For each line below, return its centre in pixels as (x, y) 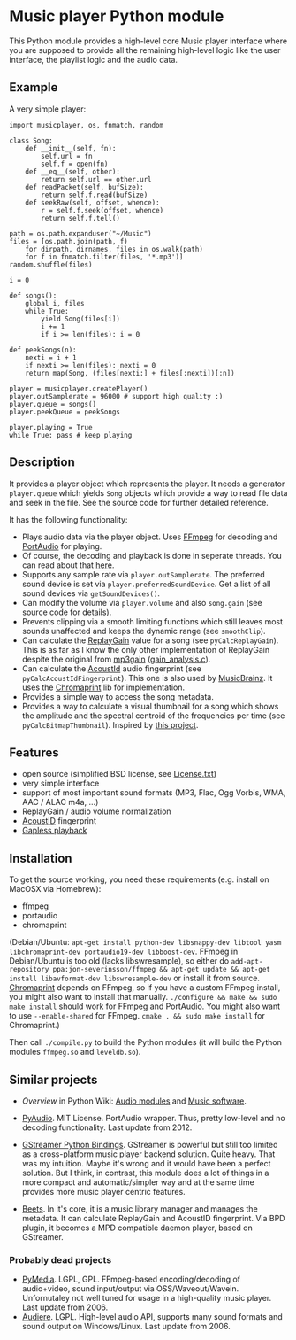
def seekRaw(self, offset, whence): (93, 202)
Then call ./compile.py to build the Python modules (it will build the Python (146, 1042)
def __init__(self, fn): (71, 148)
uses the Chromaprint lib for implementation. (103, 687)
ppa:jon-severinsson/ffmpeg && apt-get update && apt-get (162, 970)
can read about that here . (68, 565)
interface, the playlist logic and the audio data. (94, 59)
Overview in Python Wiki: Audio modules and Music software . (134, 1101)
